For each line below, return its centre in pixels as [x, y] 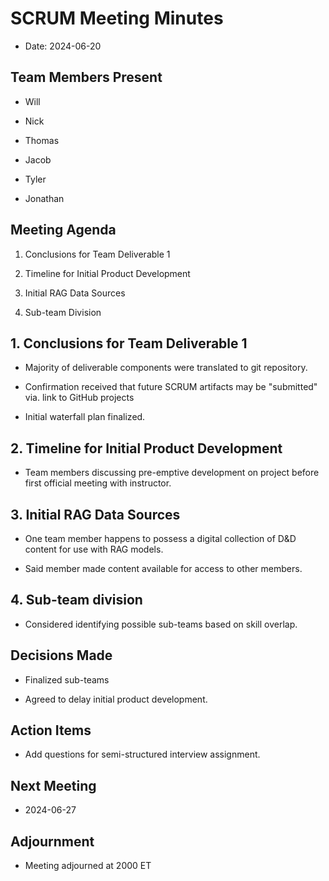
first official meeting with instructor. [98, 483]
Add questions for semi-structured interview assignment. [142, 754]
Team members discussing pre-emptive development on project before [172, 473]
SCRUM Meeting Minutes [117, 18]
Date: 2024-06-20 [63, 46]
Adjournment [52, 841]
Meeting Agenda [63, 230]
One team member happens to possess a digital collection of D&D [160, 538]
